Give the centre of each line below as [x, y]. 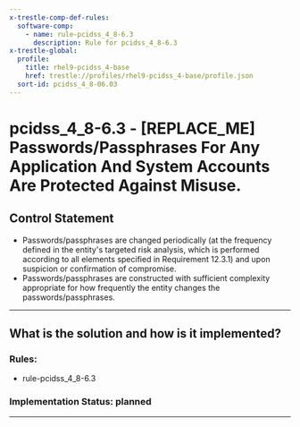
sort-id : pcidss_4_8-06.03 [67, 84]
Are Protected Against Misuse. [125, 185]
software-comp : [46, 26]
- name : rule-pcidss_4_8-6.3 [79, 34]
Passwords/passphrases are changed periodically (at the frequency [147, 240]
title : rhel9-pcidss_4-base [77, 68]
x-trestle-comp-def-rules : [59, 17]
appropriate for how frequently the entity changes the [121, 287]
